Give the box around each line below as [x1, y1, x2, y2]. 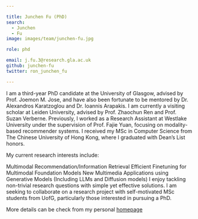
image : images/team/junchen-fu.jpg [6, 36, 94, 42]
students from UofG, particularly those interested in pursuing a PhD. [6, 194, 172, 201]
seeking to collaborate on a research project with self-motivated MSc [6, 188, 175, 195]
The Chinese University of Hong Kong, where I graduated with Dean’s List [6, 134, 186, 141]
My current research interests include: [6, 152, 99, 159]
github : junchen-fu [6, 63, 54, 69]
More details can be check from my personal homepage [6, 205, 143, 213]
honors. [6, 140, 25, 147]
